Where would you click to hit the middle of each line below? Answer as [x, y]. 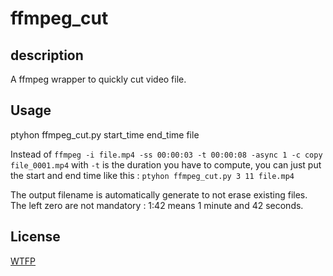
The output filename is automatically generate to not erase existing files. [159, 194]
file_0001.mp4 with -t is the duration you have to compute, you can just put [166, 164]
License [35, 237]
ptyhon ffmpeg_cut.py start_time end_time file [105, 134]
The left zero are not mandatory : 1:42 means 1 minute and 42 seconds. [157, 205]
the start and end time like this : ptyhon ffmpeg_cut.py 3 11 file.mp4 [152, 175]
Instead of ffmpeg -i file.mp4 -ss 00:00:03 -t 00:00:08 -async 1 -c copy [166, 154]
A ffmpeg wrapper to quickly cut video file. [98, 79]
